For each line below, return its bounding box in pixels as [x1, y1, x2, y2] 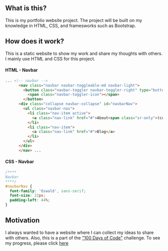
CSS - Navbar [5, 158, 34, 164]
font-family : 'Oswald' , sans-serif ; [9, 188, 86, 193]
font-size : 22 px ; [9, 193, 46, 198]
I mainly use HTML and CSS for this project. [5, 55, 95, 61]
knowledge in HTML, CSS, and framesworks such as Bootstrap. [5, 22, 136, 28]
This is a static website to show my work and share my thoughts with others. [5, 50, 163, 56]
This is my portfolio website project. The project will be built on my [5, 17, 142, 23]
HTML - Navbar [5, 67, 38, 73]
